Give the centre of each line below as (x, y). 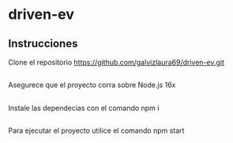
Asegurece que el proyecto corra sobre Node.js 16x (92, 85)
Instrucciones (43, 44)
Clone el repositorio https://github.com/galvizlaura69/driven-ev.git (116, 62)
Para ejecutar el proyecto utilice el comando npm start (96, 130)
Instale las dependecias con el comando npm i (84, 108)
